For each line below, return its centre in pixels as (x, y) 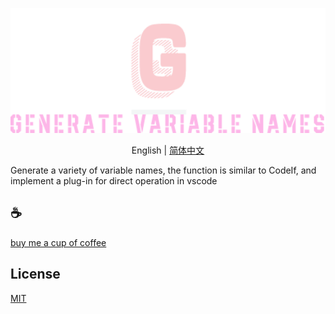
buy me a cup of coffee (58, 242)
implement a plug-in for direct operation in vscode (114, 181)
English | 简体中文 (168, 150)
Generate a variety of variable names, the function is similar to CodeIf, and (163, 170)
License (35, 274)
